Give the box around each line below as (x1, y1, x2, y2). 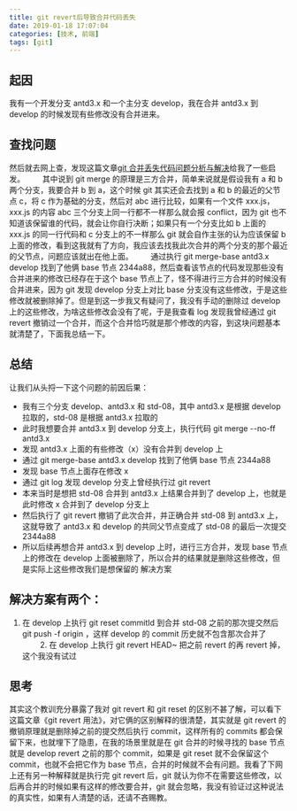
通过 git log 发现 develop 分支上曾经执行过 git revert (21, 476, 211, 487)
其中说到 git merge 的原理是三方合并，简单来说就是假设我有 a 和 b (42, 174, 283, 184)
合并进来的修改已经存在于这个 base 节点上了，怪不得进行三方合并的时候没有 (9, 273, 287, 283)
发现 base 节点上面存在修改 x (21, 466, 129, 476)
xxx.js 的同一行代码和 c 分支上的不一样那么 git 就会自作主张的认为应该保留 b (9, 228, 286, 239)
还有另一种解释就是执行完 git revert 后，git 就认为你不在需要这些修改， (16, 770, 275, 781)
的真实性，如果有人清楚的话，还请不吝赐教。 (9, 792, 172, 803)
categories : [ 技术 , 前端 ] (9, 29, 100, 38)
